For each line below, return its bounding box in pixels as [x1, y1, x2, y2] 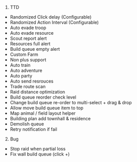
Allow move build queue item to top [10, 105, 84, 111]
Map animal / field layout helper [10, 110, 76, 116]
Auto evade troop [10, 25, 46, 31]
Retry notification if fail [10, 126, 57, 132]
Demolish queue [10, 121, 44, 127]
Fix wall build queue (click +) [10, 151, 70, 157]
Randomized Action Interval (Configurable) [10, 20, 99, 25]
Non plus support [10, 57, 46, 62]
